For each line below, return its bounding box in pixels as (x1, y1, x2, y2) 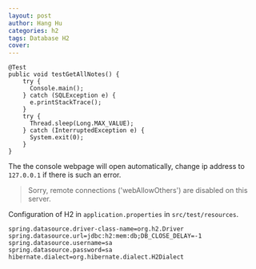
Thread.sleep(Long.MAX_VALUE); (29, 119, 134, 128)
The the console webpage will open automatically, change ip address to (8, 162, 246, 171)
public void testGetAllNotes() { (8, 70, 120, 78)
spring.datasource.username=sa (8, 239, 113, 247)
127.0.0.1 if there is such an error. (8, 170, 122, 180)
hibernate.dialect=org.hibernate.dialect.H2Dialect (8, 253, 184, 261)
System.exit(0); (29, 134, 84, 142)
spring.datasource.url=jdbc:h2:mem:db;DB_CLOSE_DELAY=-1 (8, 232, 202, 240)
